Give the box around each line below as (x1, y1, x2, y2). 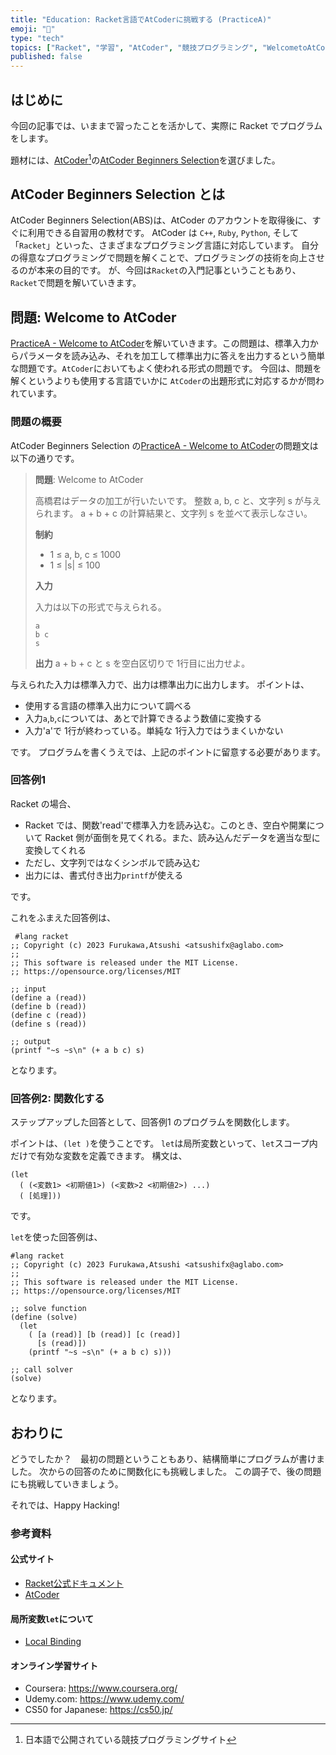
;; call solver (10, 1365, 74, 1375)
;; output (10, 1036, 52, 1046)
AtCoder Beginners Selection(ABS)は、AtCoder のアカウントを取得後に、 (10, 214, 313, 226)
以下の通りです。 (10, 452, 80, 464)
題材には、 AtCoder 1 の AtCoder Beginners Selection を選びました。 (10, 152, 281, 166)
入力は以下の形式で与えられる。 (34, 601, 167, 613)
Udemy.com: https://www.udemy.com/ (24, 1693, 185, 1705)
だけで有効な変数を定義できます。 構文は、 (10, 1150, 188, 1162)
